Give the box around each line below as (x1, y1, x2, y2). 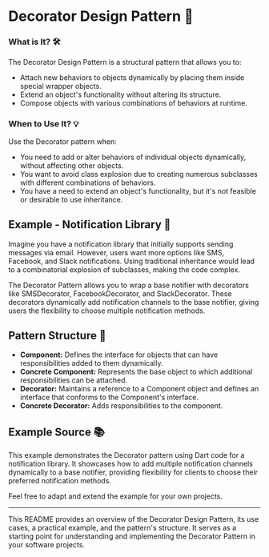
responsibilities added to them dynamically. (19, 359, 163, 368)
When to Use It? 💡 (8, 118, 79, 130)
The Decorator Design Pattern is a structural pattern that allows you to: (8, 58, 242, 67)
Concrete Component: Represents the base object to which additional (19, 367, 253, 377)
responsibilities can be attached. (19, 375, 128, 385)
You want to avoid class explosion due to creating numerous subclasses (19, 169, 258, 178)
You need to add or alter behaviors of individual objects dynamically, (19, 152, 247, 162)
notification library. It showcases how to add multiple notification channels (8, 459, 254, 469)
